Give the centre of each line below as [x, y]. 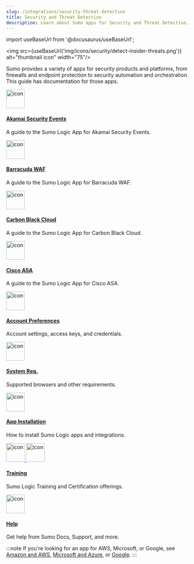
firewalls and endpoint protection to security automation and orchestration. [97, 75]
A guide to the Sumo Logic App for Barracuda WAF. [69, 182]
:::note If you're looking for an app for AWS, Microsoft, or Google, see [91, 549]
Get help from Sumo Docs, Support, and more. [63, 537]
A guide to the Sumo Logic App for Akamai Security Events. [79, 132]
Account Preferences [33, 320]
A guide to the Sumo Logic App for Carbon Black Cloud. [74, 232]
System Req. [22, 371]
